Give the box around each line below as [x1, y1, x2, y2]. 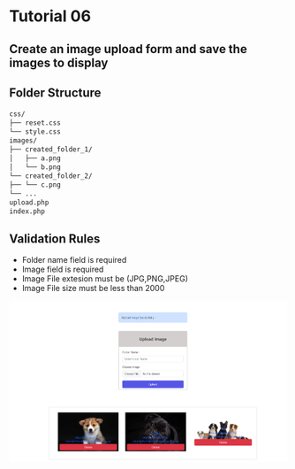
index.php [9, 207, 46, 216]
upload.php [9, 198, 49, 207]
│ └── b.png [9, 163, 62, 172]
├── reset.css [9, 119, 62, 127]
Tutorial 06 [9, 6, 91, 27]
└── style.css [9, 127, 62, 136]
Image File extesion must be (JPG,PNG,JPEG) [21, 273, 188, 284]
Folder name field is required [21, 255, 127, 265]
